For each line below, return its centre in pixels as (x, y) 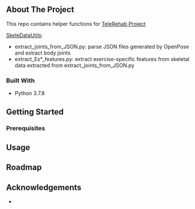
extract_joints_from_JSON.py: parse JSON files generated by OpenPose (102, 46)
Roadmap (24, 168)
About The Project (40, 10)
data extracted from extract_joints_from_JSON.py (75, 65)
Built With (21, 80)
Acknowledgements (44, 187)
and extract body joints (43, 53)
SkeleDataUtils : (24, 35)
